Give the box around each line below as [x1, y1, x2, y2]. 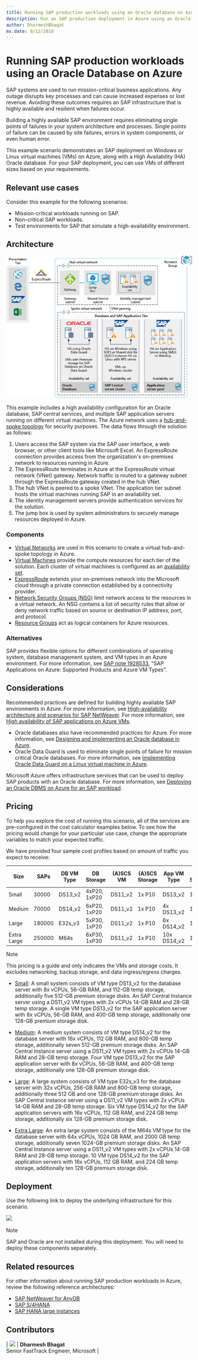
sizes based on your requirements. [6, 166, 90, 173]
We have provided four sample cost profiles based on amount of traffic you [6, 847, 189, 855]
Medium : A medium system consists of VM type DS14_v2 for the [14, 1029, 171, 1036]
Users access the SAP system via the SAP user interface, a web [14, 441, 170, 448]
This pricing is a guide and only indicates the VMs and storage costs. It [6, 962, 179, 969]
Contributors [6, 1325, 55, 1335]
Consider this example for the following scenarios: [6, 198, 128, 205]
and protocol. [14, 613, 48, 620]
